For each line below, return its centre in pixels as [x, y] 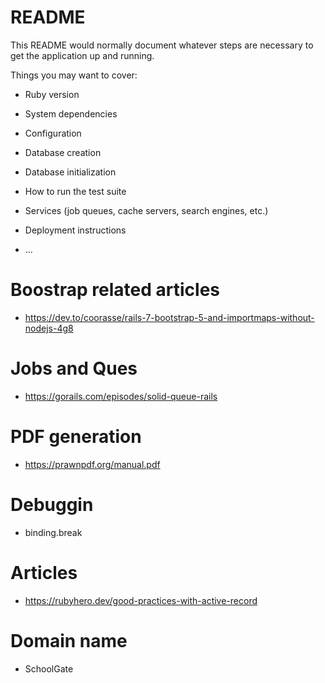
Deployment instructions [75, 230]
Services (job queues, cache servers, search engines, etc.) [146, 210]
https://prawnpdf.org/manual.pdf [92, 464]
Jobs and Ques [74, 368]
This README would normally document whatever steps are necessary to [162, 45]
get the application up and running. [82, 55]
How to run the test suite [75, 191]
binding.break [53, 532]
